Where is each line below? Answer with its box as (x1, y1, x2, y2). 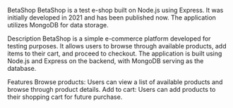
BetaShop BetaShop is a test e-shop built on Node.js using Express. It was (7, 6, 224, 14)
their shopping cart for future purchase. (7, 93, 123, 101)
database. (7, 65, 37, 72)
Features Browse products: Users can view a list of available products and (7, 78, 223, 86)
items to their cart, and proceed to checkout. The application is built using (7, 49, 222, 58)
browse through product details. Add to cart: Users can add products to (7, 86, 216, 93)
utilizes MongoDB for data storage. (7, 21, 109, 29)
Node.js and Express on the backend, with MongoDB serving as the (7, 57, 204, 65)
